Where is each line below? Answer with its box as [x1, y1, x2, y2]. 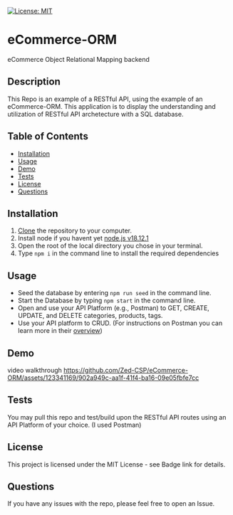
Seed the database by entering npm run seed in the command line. [17, 289, 212, 297]
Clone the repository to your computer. [17, 226, 133, 235]
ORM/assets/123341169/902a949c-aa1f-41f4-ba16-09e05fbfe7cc [7, 373, 200, 382]
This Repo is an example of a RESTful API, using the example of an [7, 95, 203, 103]
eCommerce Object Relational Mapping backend [7, 55, 150, 63]
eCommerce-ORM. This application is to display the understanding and [7, 102, 216, 110]
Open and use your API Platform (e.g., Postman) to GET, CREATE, [17, 304, 210, 312]
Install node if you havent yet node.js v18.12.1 [17, 234, 149, 243]
